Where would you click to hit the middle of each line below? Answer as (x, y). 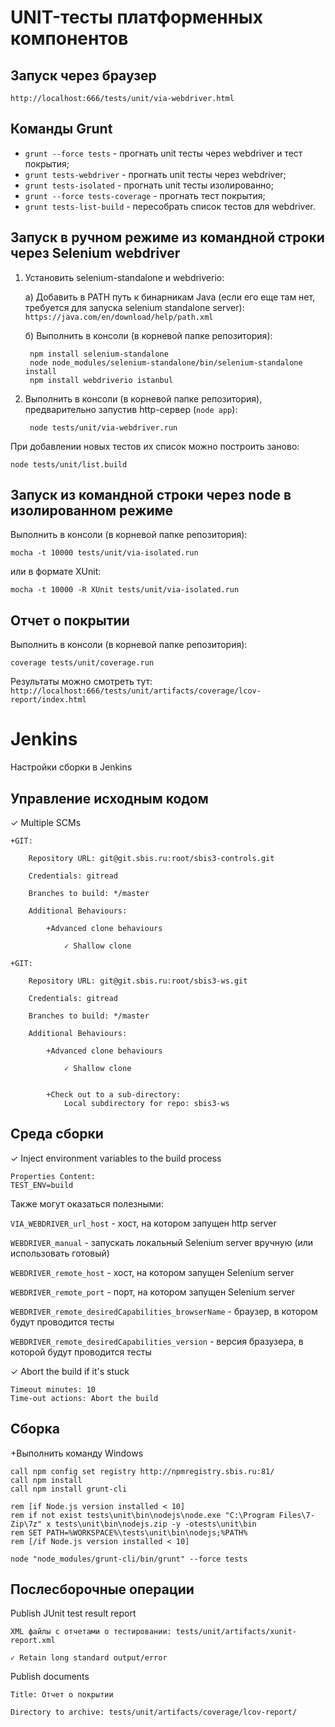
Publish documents (50, 1677)
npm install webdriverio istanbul (101, 380)
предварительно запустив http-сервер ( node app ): (131, 409)
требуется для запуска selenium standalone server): (134, 307)
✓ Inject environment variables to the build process (116, 1158)
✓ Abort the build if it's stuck (70, 1371)
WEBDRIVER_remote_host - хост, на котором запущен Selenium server (152, 1272)
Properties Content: (53, 1176)
